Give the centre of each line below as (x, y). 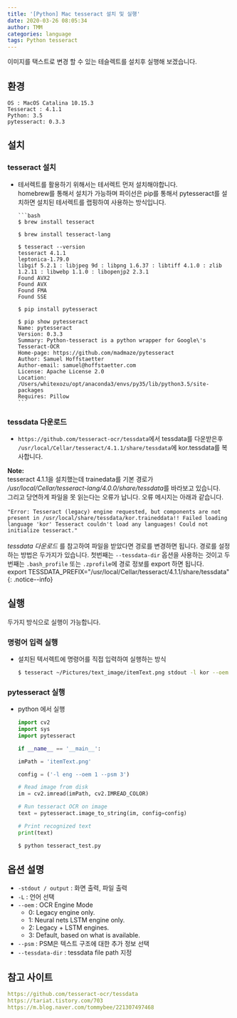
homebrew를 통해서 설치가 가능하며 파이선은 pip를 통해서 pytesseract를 (119, 193)
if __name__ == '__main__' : (59, 749)
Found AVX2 (34, 278)
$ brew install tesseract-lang (64, 234)
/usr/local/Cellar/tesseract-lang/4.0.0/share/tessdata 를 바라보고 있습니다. (114, 488)
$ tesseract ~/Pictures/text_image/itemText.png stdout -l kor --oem (123, 673)
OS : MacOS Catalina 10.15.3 (51, 103)
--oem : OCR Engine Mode (56, 905)
